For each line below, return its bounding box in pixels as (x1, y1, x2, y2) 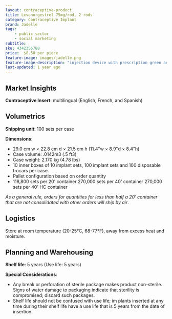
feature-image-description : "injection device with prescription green (5, 60, 161, 65)
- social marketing (14, 36, 56, 42)
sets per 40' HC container (12, 184, 68, 190)
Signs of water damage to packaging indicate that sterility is (12, 287, 140, 293)
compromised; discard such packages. (12, 292, 95, 298)
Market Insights (5, 84, 57, 92)
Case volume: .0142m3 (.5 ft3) (12, 151, 77, 157)
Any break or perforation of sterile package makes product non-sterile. (12, 282, 163, 288)
